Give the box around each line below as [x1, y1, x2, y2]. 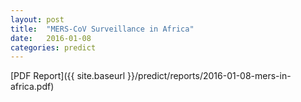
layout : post [10, 14, 65, 25]
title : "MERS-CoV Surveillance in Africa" [10, 24, 195, 34]
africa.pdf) [10, 81, 55, 93]
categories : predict [10, 42, 97, 53]
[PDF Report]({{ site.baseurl [10, 70, 126, 82]
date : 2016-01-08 [10, 33, 92, 43]
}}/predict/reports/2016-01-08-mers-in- [127, 70, 292, 82]
